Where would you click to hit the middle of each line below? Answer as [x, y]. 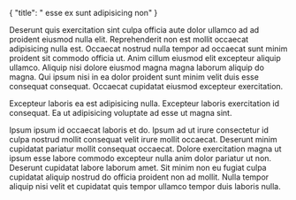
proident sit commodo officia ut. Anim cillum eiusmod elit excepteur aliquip [145, 58]
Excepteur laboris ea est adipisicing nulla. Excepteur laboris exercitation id [144, 104]
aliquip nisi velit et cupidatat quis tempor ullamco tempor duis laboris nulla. [145, 186]
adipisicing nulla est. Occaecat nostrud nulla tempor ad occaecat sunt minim [148, 49]
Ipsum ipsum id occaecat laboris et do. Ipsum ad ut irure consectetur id [139, 130]
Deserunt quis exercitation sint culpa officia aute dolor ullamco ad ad [134, 30]
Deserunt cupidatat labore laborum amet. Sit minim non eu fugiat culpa [138, 168]
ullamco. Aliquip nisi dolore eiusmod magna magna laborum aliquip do [137, 67]
